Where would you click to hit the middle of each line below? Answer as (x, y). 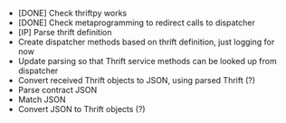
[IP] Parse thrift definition (65, 32)
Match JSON (42, 99)
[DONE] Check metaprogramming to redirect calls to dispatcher (136, 23)
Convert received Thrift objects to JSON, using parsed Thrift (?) (137, 80)
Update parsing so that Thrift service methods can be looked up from (148, 61)
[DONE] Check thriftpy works (72, 13)
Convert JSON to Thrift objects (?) (82, 109)
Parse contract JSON (57, 90)
